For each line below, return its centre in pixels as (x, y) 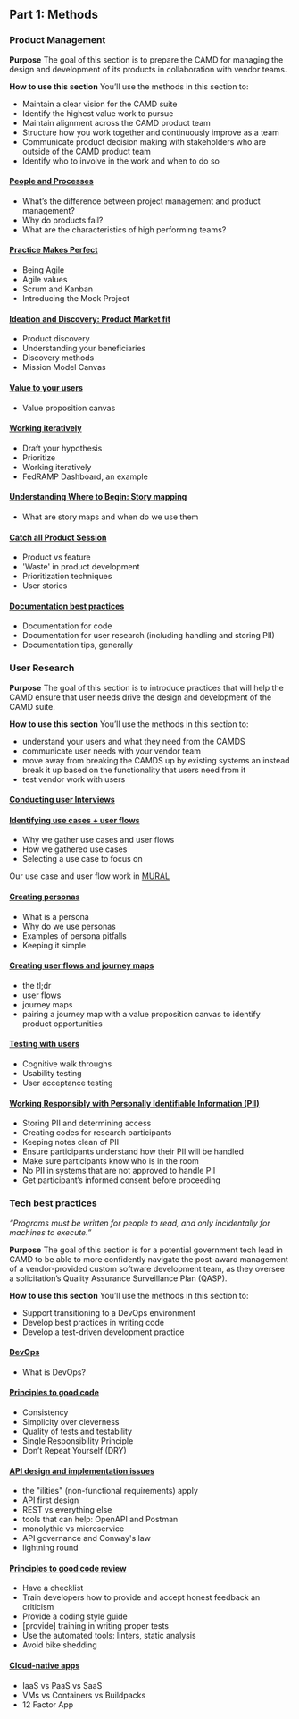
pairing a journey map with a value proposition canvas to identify (141, 1014)
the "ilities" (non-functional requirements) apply (110, 1491)
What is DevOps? (54, 1372)
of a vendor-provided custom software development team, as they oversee (147, 1268)
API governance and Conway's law (87, 1538)
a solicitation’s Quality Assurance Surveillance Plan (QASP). (118, 1278)
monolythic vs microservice (73, 1529)
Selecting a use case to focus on (82, 859)
